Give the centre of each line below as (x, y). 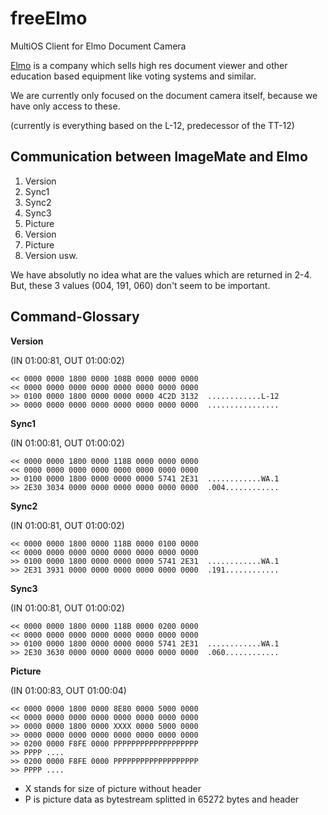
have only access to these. (65, 106)
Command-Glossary (75, 317)
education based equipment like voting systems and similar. (133, 76)
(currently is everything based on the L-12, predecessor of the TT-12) (152, 125)
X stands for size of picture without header (113, 788)
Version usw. (51, 255)
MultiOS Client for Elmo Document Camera (98, 46)
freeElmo (49, 18)
